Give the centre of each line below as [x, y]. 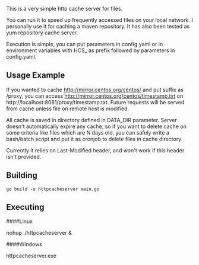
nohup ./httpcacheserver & [39, 233]
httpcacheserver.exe [31, 256]
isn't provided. [24, 157]
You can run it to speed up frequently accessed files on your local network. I [99, 20]
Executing [25, 207]
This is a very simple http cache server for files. [64, 9]
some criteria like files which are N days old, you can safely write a [88, 132]
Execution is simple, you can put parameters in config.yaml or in [85, 44]
